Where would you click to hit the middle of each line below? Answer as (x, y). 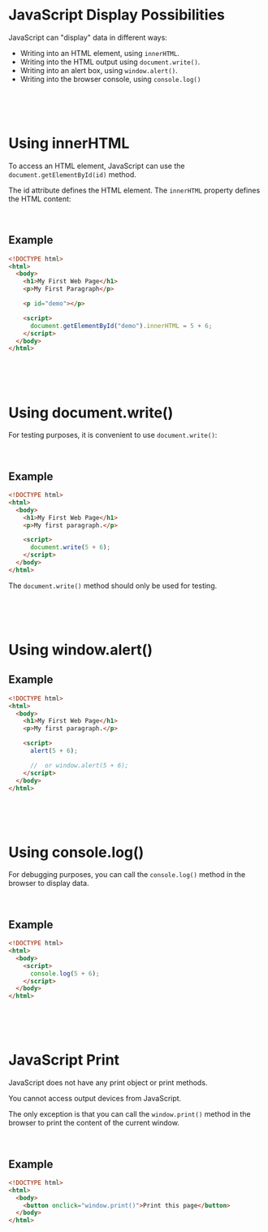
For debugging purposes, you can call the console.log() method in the (127, 875)
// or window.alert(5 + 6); (79, 765)
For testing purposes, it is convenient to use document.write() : (113, 435)
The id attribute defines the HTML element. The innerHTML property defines (134, 190)
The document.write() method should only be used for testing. (113, 586)
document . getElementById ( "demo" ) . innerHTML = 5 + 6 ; (121, 326)
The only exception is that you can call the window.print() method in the (130, 1114)
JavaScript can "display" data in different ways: (88, 37)
